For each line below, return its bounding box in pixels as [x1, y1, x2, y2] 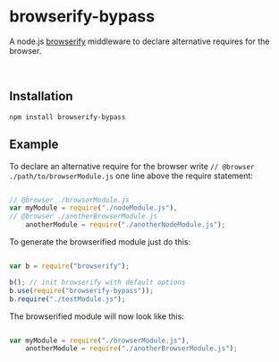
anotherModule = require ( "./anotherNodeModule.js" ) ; [25, 220, 226, 229]
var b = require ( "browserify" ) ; [9, 262, 130, 271]
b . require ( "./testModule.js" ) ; [9, 294, 126, 304]
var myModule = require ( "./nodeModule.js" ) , [9, 203, 178, 212]
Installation [9, 89, 73, 104]
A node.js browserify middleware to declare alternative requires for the [9, 36, 270, 47]
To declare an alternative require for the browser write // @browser [9, 160, 255, 171]
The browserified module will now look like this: [9, 311, 185, 322]
